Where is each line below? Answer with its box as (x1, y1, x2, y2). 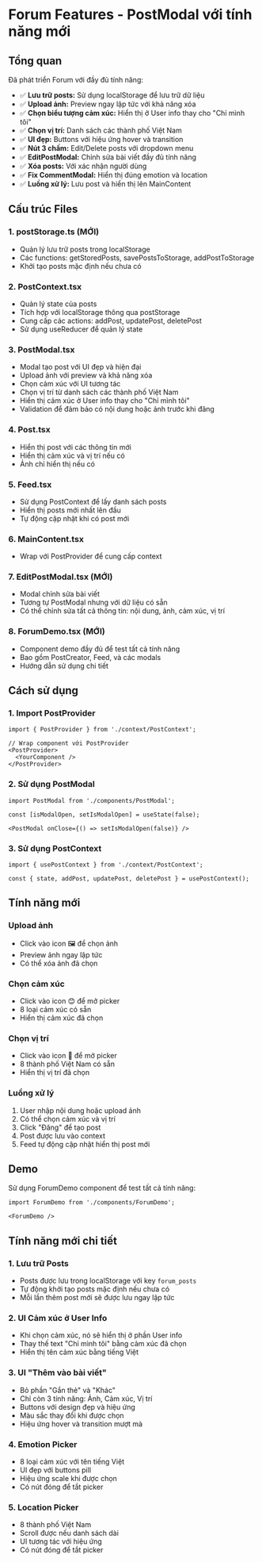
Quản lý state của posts (19, 299, 97, 309)
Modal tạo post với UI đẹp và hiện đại (19, 363, 142, 372)
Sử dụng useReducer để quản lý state (19, 324, 143, 334)
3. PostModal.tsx (8, 343, 75, 355)
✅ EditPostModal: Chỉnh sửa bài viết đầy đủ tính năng (19, 152, 196, 162)
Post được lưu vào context (19, 1130, 105, 1140)
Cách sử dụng (8, 684, 79, 697)
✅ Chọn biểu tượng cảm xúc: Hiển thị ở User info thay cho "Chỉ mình (19, 109, 245, 117)
